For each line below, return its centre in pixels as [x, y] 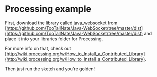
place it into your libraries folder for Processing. [54, 39]
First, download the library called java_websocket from [61, 23]
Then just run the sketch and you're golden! [50, 69]
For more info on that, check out [38, 48]
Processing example [48, 9]
